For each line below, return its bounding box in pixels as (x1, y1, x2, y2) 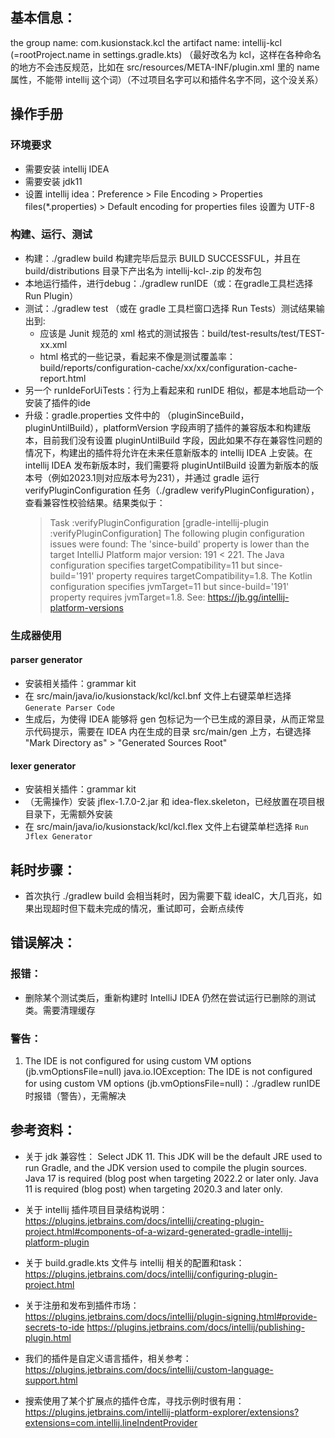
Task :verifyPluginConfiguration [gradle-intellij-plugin (49, 516, 270, 528)
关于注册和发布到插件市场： (24, 1299, 140, 1311)
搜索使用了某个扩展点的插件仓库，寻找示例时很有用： (24, 1394, 245, 1407)
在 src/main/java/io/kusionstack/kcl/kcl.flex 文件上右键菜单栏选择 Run (24, 821, 309, 833)
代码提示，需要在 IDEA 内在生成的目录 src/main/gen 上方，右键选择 (33, 725, 312, 737)
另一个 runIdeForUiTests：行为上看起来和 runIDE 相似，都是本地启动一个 (24, 384, 324, 396)
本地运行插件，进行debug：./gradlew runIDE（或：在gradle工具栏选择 (24, 277, 313, 289)
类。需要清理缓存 (24, 1004, 96, 1016)
